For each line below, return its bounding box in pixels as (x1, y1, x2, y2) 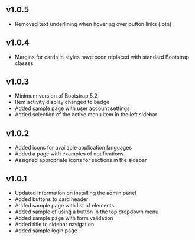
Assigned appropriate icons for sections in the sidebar (14, 157, 147, 164)
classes (14, 59, 34, 67)
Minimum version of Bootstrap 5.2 (14, 92, 97, 99)
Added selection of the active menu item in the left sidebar (14, 111, 158, 118)
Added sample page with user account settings (14, 105, 130, 112)
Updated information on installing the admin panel (14, 189, 137, 197)
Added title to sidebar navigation (14, 221, 95, 228)
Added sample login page (14, 227, 78, 234)
